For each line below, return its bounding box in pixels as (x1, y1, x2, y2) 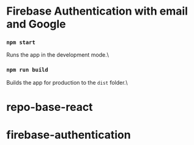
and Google (6, 17, 66, 31)
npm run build (6, 66, 48, 74)
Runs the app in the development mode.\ (6, 51, 109, 58)
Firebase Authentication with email (6, 4, 188, 18)
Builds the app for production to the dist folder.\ (6, 79, 128, 86)
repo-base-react (6, 100, 93, 114)
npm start (6, 39, 35, 46)
